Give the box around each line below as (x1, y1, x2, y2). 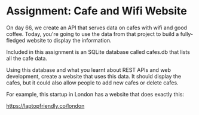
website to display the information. (26, 37, 112, 44)
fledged (6, 37, 26, 44)
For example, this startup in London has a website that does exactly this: (6, 90, 184, 98)
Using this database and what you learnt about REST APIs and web (6, 66, 172, 73)
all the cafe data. (6, 55, 48, 62)
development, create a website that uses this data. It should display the (6, 72, 182, 80)
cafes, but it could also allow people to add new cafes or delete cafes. (6, 79, 179, 86)
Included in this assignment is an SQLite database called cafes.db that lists (6, 48, 190, 55)
